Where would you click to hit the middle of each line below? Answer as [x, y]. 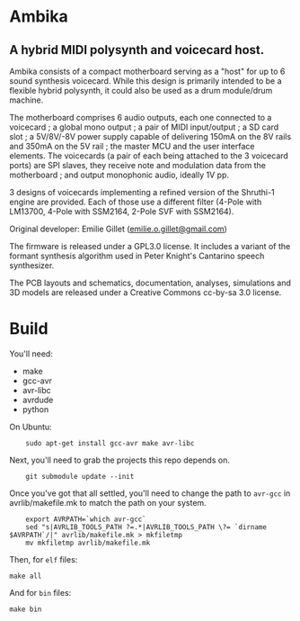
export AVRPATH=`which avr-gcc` [86, 519]
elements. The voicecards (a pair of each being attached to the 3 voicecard [149, 156]
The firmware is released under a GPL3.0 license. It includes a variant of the [150, 246]
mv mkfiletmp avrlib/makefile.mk [88, 543]
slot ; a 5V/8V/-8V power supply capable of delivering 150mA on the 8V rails [150, 136]
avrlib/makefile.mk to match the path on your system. [108, 502]
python [35, 409]
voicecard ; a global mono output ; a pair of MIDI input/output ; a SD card [144, 127]
